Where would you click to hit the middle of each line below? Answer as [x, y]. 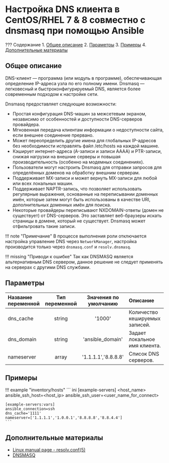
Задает [138, 333]
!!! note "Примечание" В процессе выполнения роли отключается [76, 236]
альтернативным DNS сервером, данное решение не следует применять [84, 262]
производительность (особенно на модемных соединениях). [78, 162]
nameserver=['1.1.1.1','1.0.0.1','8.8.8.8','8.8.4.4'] [64, 418]
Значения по [103, 297]
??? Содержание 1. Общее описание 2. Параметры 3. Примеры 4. [76, 44]
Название [20, 297]
